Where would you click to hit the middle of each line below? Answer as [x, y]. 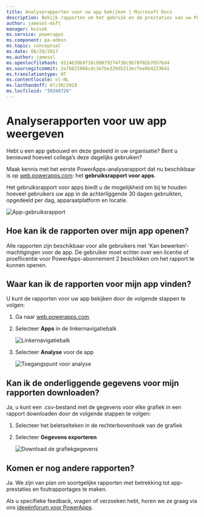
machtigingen [23, 252]
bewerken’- [175, 245]
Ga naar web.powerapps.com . [53, 317]
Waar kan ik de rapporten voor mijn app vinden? [99, 284]
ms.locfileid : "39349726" [39, 91]
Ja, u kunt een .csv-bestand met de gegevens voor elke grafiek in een [94, 407]
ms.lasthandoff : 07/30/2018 [42, 86]
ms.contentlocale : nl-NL [38, 80]
